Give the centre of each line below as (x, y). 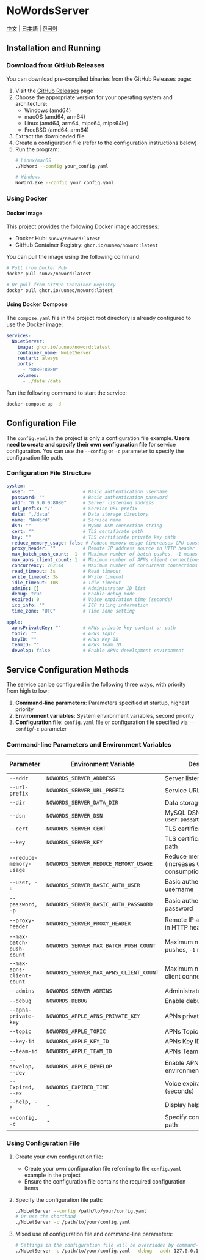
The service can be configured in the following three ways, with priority (96, 684)
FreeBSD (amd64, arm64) (57, 130)
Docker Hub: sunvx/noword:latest (58, 239)
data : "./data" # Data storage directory (80, 515)
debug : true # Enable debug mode (74, 594)
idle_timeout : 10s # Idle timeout (67, 583)
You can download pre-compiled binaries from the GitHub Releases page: (99, 79)
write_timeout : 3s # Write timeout (68, 577)
